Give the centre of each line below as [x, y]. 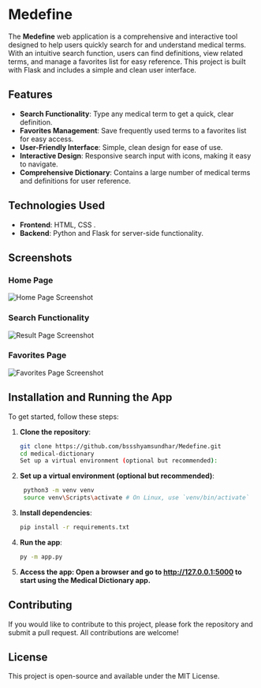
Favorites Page [37, 355]
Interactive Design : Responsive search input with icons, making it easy [135, 155]
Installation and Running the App [90, 397]
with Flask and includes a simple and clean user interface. [103, 69]
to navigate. [39, 164]
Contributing [40, 605]
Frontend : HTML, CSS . [58, 224]
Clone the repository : [55, 432]
